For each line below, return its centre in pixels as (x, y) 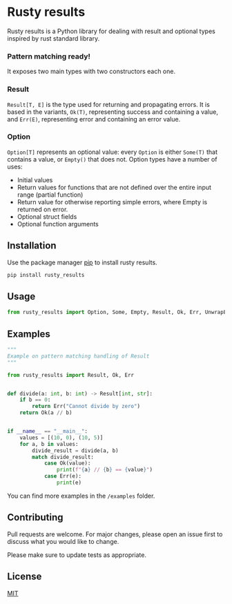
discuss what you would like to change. (63, 541)
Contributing (35, 517)
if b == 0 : (35, 400)
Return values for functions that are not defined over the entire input (114, 187)
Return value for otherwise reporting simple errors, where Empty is (112, 202)
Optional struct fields (47, 216)
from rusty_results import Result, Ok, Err (71, 375)
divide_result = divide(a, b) (75, 450)
